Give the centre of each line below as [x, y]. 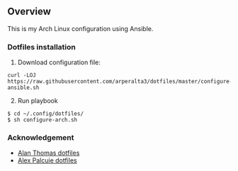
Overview [29, 12]
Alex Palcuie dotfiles [47, 160]
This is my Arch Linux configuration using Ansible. [80, 28]
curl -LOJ [22, 76]
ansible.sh [23, 88]
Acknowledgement [41, 138]
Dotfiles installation [41, 47]
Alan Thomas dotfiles [49, 153]
